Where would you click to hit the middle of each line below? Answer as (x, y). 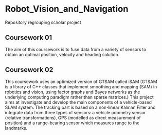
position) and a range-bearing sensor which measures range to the (72, 123)
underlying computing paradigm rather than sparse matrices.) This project (80, 97)
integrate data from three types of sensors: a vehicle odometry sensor (75, 112)
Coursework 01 (28, 38)
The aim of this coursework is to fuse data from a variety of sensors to (76, 49)
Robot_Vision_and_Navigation (67, 9)
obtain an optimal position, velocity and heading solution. (62, 54)
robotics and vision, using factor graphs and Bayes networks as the (72, 92)
